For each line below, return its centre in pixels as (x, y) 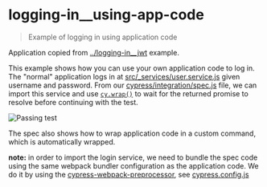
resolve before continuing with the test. (73, 102)
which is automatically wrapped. (62, 141)
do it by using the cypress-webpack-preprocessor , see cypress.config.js (129, 174)
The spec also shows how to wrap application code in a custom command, (132, 133)
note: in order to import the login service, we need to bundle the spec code (133, 157)
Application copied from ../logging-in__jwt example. (94, 52)
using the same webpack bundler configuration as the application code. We (133, 165)
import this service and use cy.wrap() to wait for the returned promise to (129, 93)
